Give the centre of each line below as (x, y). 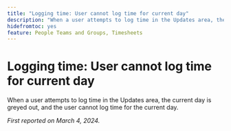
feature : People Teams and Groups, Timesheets (75, 33)
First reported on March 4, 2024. (54, 121)
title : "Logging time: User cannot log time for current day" (98, 13)
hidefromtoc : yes (32, 26)
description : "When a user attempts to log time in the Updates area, (110, 20)
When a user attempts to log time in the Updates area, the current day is (109, 100)
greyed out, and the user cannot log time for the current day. (93, 108)
